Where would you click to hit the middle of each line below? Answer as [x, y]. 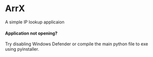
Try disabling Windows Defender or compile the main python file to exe [76, 44]
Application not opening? [31, 33]
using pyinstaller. [22, 49]
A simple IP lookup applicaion [35, 22]
